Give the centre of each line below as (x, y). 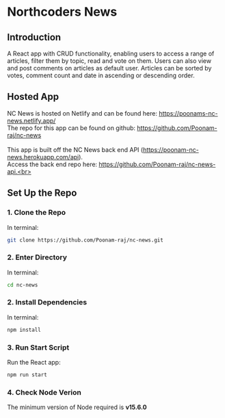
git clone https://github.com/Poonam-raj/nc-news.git (85, 240)
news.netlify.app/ (31, 120)
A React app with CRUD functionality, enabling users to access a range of (111, 53)
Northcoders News (62, 12)
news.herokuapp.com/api (43, 157)
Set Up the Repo (42, 193)
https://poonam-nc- (171, 149)
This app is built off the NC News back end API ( (75, 149)
